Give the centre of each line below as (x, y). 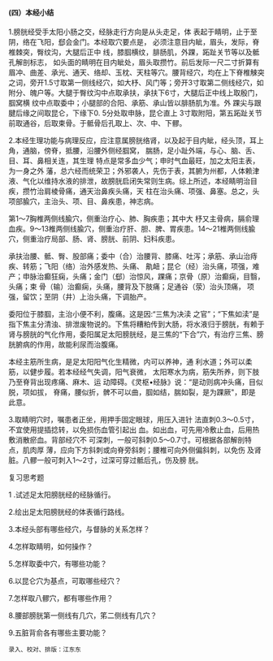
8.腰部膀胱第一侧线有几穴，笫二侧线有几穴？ (83, 616)
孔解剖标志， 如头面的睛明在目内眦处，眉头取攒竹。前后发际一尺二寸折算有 (134, 63)
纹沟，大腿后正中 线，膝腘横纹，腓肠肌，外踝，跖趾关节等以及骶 (152, 52)
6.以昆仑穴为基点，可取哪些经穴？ (65, 581)
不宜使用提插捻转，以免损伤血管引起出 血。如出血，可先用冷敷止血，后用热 (134, 430)
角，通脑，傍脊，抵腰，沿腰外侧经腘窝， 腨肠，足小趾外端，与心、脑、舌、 (134, 151)
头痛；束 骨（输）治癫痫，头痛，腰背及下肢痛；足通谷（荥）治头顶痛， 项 (131, 287)
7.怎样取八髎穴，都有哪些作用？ (61, 598)
